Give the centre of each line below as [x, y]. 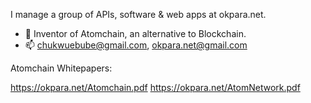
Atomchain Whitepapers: [61, 68]
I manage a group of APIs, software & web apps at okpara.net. [138, 14]
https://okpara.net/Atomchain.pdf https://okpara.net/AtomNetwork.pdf [155, 87]
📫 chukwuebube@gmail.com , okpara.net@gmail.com [136, 45]
